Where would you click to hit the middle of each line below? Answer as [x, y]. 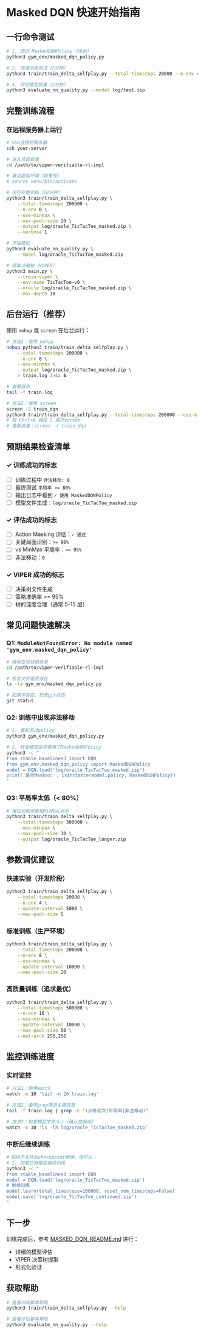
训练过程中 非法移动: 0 [42, 479]
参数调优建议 [30, 860]
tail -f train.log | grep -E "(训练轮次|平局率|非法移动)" [77, 1111]
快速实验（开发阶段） [37, 879]
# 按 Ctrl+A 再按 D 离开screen [43, 420]
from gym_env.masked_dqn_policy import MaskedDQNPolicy [78, 764]
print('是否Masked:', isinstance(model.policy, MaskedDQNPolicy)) [91, 775]
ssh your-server [27, 148]
